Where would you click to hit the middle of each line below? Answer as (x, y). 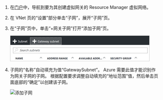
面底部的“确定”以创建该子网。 (40, 82)
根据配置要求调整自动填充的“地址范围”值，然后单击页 (104, 76)
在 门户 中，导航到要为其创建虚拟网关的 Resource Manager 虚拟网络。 (80, 7)
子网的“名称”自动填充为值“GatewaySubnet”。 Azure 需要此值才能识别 (81, 70)
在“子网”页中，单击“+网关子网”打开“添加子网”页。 (60, 28)
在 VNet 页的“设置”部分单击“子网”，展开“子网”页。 (61, 18)
